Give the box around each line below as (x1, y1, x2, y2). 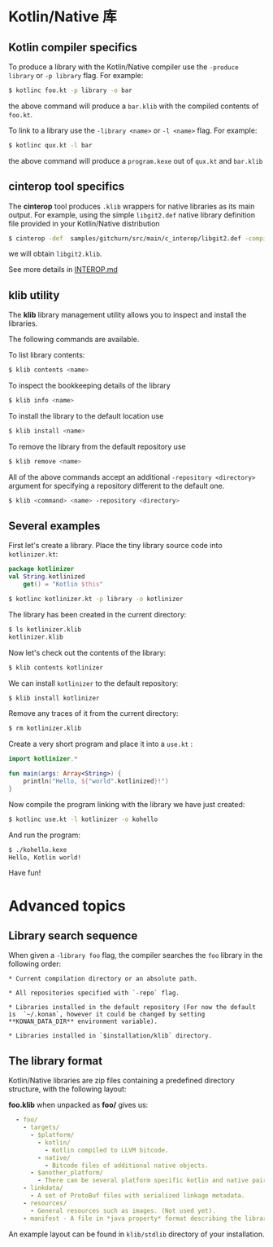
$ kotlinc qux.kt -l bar (8, 141, 93, 149)
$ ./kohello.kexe (8, 845, 67, 854)
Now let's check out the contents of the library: (8, 648, 167, 657)
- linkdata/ (23, 1184, 63, 1192)
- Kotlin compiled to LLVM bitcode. (44, 1146, 169, 1154)
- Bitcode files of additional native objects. (44, 1161, 209, 1170)
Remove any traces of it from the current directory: (8, 709, 179, 718)
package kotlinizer (8, 565, 75, 573)
